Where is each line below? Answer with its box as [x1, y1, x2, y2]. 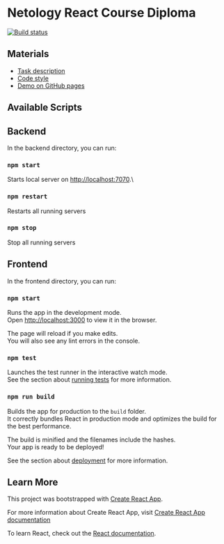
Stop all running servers [7, 238, 76, 247]
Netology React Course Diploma [7, 5, 196, 21]
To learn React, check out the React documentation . [7, 529, 157, 538]
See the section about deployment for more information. [7, 456, 168, 465]
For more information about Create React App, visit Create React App [7, 508, 205, 517]
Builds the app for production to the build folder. [7, 407, 147, 415]
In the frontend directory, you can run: [7, 277, 117, 285]
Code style [17, 74, 49, 82]
